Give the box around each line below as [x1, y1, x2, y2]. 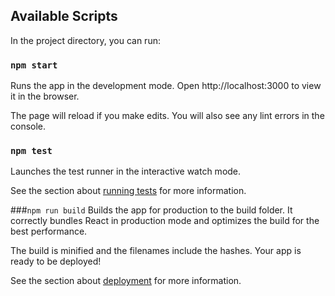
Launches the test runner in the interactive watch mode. [10, 165, 242, 178]
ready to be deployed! [10, 255, 102, 268]
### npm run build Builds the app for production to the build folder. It [10, 204, 293, 216]
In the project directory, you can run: [10, 34, 161, 46]
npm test [10, 145, 53, 157]
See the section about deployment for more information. [10, 275, 242, 287]
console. [10, 120, 47, 133]
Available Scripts [10, 8, 118, 25]
